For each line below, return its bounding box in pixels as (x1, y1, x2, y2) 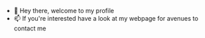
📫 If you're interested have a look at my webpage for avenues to (13, 15, 199, 22)
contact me (13, 24, 46, 32)
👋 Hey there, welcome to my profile (13, 7, 115, 15)
